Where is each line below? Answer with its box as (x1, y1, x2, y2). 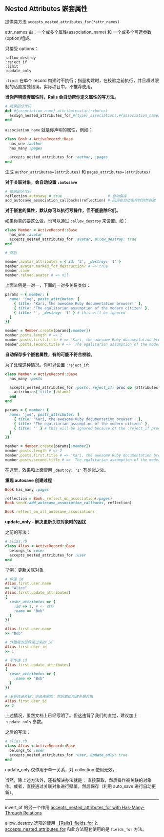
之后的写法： (5, 729, 31, 735)
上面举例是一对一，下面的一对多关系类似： (5, 282, 91, 288)
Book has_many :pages (5, 487, 49, 492)
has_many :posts (9, 376, 42, 381)
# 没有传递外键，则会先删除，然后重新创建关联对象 (5, 694, 93, 699)
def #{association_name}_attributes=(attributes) (5, 108, 108, 113)
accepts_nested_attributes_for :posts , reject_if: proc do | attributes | (9, 385, 161, 390)
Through (5, 810, 22, 815)
